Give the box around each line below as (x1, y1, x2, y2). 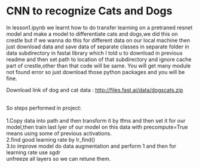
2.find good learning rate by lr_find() (6, 136, 96, 143)
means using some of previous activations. (6, 130, 112, 137)
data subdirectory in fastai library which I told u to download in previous (6, 49, 183, 56)
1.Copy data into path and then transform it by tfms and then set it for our (6, 117, 186, 124)
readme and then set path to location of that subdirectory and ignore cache (6, 56, 192, 63)
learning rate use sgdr (6, 148, 61, 156)
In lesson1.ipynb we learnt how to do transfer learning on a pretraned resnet (6, 24, 193, 31)
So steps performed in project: (6, 104, 82, 111)
